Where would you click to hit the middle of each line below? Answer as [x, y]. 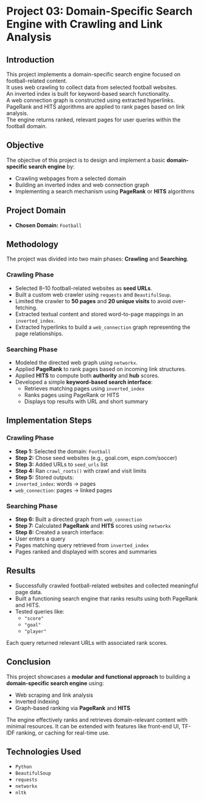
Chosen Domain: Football [48, 225]
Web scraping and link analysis [54, 695]
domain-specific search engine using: [55, 683]
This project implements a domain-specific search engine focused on [93, 74]
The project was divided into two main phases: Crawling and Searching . [97, 259]
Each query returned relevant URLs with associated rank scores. [87, 642]
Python [23, 767]
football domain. [27, 126]
